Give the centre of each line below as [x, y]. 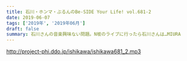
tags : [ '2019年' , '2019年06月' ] [46, 23]
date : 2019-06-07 [28, 18]
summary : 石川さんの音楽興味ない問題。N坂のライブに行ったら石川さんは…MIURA [93, 34]
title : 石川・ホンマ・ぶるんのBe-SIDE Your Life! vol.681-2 [79, 12]
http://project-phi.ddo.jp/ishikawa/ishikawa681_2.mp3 [74, 51]
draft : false [23, 29]
